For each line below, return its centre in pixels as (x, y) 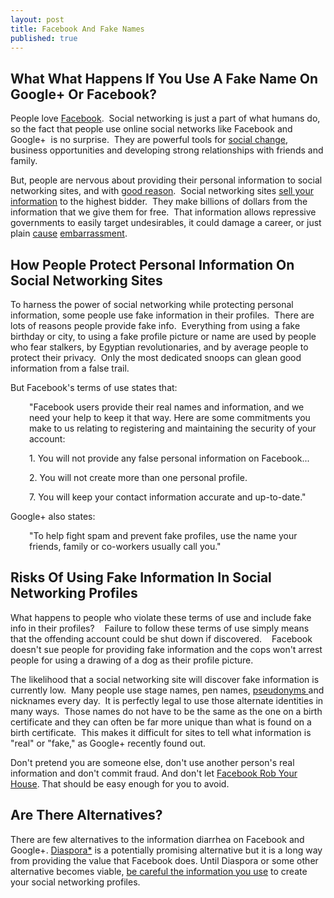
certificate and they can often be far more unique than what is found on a (161, 722)
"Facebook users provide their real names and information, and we (167, 407)
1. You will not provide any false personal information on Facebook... (169, 458)
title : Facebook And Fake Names (77, 29)
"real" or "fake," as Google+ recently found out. (108, 743)
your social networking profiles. (75, 882)
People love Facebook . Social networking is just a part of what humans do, (165, 118)
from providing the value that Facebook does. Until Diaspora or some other (164, 860)
